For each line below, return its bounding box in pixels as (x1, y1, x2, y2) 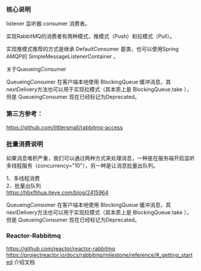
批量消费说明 (6, 139, 44, 148)
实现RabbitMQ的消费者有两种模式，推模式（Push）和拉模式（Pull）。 (6, 33, 175, 40)
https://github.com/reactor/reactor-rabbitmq (6, 245, 115, 252)
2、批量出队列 (6, 182, 41, 189)
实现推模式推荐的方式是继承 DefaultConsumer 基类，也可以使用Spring (6, 45, 179, 53)
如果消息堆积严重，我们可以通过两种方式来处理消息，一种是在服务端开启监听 (6, 154, 195, 162)
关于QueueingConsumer (6, 66, 67, 73)
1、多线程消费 (6, 175, 40, 182)
